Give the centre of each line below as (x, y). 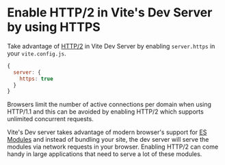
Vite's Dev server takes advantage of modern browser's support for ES (107, 132)
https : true (36, 79)
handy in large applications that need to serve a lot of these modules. (105, 154)
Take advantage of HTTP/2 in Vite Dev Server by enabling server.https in (111, 46)
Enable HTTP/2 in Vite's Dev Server (110, 13)
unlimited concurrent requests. (50, 119)
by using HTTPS (54, 27)
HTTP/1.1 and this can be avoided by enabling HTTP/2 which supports (105, 112)
